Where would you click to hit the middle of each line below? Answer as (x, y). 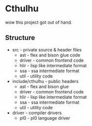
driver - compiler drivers (37, 113)
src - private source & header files (47, 49)
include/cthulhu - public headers (45, 81)
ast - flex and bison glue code (50, 55)
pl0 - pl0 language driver (45, 118)
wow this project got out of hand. (39, 22)
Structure (20, 38)
